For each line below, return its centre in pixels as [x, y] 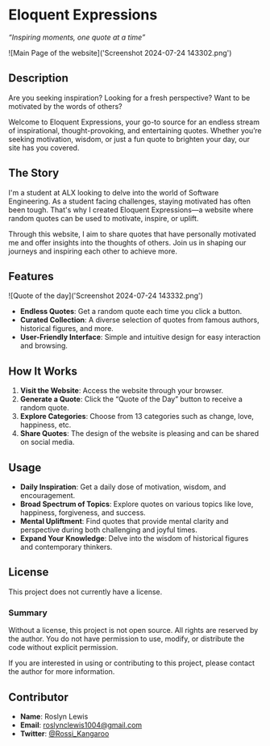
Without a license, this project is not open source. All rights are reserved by [133, 631]
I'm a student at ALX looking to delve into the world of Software [114, 192]
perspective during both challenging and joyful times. [108, 530]
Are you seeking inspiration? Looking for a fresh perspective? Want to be [129, 98]
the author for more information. [62, 672]
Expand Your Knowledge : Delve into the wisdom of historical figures [134, 538]
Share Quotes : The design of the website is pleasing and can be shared [139, 434]
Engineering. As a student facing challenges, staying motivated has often [130, 201]
